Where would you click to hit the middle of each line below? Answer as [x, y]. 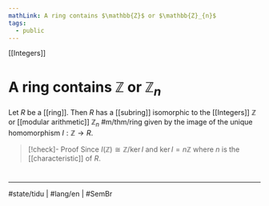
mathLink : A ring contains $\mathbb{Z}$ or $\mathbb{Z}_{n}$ [112, 16]
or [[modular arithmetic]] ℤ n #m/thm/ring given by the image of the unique [130, 123]
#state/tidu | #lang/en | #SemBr [60, 193]
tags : [17, 23]
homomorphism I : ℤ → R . [51, 133]
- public [30, 30]
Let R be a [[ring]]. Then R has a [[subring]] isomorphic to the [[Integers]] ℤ [132, 112]
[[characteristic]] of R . [64, 158]
